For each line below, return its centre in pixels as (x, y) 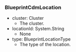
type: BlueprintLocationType (41, 39)
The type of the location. (45, 45)
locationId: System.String (38, 29)
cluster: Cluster (28, 18)
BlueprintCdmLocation (33, 7)
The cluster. (32, 23)
